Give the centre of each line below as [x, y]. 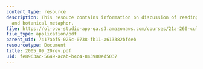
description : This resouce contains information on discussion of [92, 17]
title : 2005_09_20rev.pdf [39, 51]
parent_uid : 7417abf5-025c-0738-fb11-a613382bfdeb [71, 40]
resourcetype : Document [36, 46]
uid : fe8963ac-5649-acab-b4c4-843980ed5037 [62, 56]
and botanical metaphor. [43, 23]
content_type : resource [36, 12]
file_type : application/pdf [42, 34]
